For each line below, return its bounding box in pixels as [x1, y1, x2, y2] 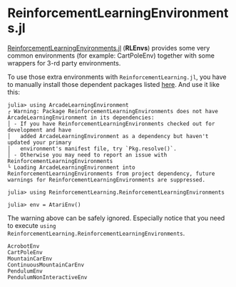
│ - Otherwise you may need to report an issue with [7, 151, 168, 158]
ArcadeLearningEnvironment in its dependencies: [7, 114, 155, 121]
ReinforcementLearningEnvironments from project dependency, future [7, 169, 215, 177]
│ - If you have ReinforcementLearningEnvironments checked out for [7, 120, 215, 127]
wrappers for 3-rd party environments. [7, 58, 121, 67]
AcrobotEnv [7, 242, 40, 250]
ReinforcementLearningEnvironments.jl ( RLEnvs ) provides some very [7, 43, 210, 52]
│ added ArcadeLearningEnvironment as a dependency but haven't [7, 132, 209, 140]
